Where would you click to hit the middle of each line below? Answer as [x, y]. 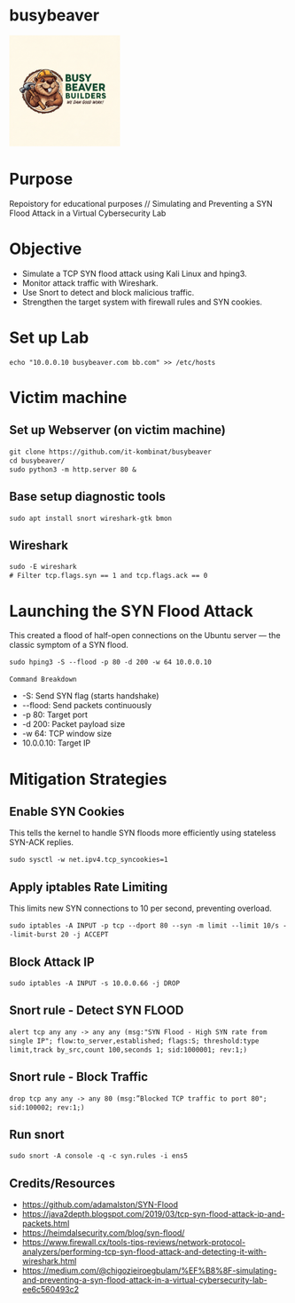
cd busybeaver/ [37, 461]
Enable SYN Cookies [67, 812]
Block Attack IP [52, 962]
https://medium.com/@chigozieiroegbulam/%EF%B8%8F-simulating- [149, 1271]
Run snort [37, 1134]
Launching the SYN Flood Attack [132, 611]
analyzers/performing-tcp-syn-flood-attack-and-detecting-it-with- [144, 1252]
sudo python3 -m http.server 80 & [73, 470]
